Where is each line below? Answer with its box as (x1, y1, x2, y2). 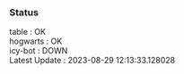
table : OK (9, 27, 47, 37)
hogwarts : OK (9, 36, 63, 46)
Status (9, 6, 39, 19)
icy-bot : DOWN (9, 45, 68, 56)
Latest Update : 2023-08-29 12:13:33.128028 (9, 55, 176, 66)
